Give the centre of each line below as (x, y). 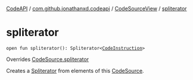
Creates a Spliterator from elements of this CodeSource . (75, 71)
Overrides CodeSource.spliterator (48, 59)
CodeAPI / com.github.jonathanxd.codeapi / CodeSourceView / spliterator (96, 9)
